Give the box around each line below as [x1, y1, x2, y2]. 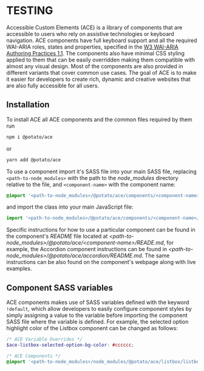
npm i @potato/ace [6, 134, 53, 140]
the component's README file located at [6, 232, 108, 240]
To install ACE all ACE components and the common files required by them [6, 116, 192, 123]
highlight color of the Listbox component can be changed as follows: [6, 325, 178, 332]
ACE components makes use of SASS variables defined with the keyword [6, 299, 189, 306]
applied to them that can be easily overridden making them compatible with [6, 56, 195, 63]
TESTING [6, 4, 53, 18]
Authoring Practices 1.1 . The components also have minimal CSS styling [6, 49, 185, 57]
